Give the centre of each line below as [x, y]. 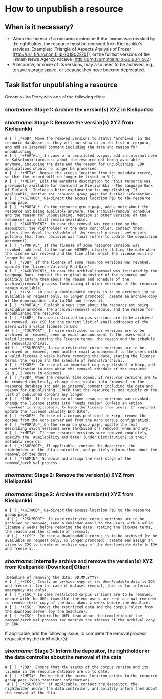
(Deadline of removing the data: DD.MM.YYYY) [52, 577]
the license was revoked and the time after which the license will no [79, 254]
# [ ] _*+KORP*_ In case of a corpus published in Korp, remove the [76, 416]
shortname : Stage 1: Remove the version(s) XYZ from [69, 122]
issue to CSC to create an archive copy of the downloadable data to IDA [81, 544]
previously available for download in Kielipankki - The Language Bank [79, 186]
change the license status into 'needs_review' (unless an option [73, 403]
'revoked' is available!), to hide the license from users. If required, [81, 408]
